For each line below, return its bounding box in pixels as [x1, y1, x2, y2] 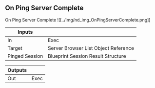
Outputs [7, 66, 27, 73]
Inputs [18, 28, 33, 35]
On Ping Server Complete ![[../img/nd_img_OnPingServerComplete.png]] [5, 17, 151, 22]
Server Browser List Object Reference [48, 44, 135, 51]
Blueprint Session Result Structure [48, 52, 126, 59]
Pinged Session [7, 52, 43, 59]
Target [7, 44, 23, 51]
